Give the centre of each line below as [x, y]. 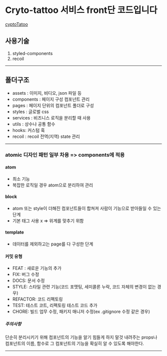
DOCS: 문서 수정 [29, 281]
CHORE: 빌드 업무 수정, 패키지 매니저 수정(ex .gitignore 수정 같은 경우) [81, 312]
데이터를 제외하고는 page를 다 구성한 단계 [53, 244]
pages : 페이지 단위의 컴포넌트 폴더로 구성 [53, 105]
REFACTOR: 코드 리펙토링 [38, 299]
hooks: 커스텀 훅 [29, 130]
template [15, 232]
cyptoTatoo [17, 24]
